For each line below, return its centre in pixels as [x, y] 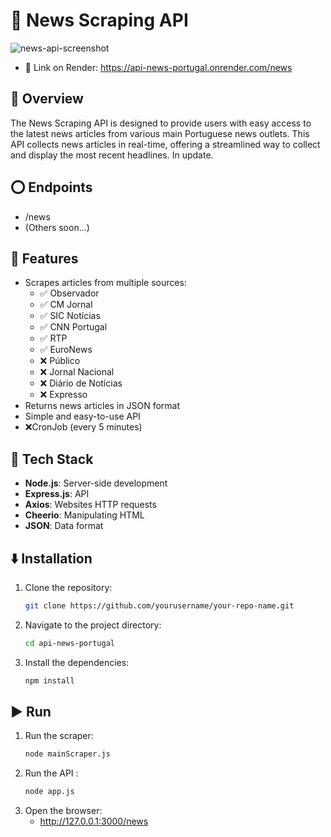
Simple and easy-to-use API [82, 416]
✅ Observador [69, 293]
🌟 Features [44, 258]
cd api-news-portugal [69, 643]
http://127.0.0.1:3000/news [94, 821]
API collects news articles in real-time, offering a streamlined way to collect [165, 144]
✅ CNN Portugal [73, 327]
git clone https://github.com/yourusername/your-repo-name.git [159, 606]
